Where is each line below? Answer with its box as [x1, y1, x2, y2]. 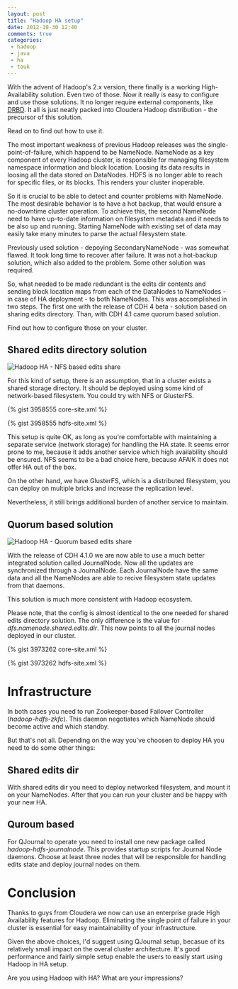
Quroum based [7, 819, 74, 831]
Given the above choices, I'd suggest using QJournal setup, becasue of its [7, 937, 225, 946]
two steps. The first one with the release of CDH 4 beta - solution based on [7, 302, 227, 311]
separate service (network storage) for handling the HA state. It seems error [7, 441, 229, 449]
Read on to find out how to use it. [7, 126, 104, 135]
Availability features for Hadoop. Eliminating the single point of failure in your [7, 916, 231, 924]
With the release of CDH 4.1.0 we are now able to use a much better [7, 551, 205, 560]
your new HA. [7, 798, 47, 806]
